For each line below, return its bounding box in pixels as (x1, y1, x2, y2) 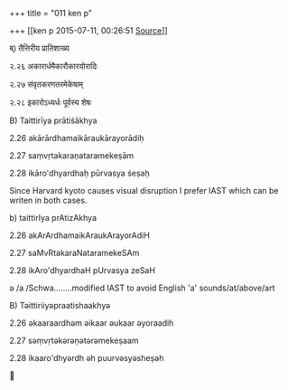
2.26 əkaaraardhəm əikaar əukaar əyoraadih (9, 318, 174, 328)
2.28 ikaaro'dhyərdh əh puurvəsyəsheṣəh (9, 353, 164, 363)
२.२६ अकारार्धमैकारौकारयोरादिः (9, 61, 98, 71)
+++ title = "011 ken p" (9, 8, 93, 18)
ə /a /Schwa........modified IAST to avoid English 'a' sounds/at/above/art (9, 282, 275, 293)
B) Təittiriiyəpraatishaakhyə (9, 300, 111, 310)
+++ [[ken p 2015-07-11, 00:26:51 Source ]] (9, 25, 169, 35)
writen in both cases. (9, 195, 88, 205)
